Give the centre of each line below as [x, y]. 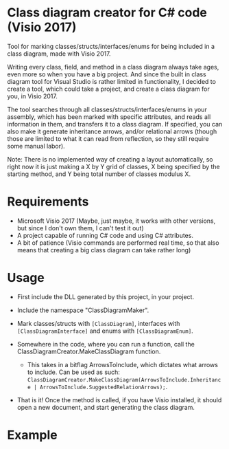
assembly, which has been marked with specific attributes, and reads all [109, 117]
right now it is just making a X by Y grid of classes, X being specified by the [114, 166]
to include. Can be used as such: [73, 372]
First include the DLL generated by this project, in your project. [105, 296]
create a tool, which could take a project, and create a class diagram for [109, 89]
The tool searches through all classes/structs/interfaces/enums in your [107, 109]
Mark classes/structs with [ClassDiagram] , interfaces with [98, 323]
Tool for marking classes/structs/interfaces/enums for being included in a [111, 46]
